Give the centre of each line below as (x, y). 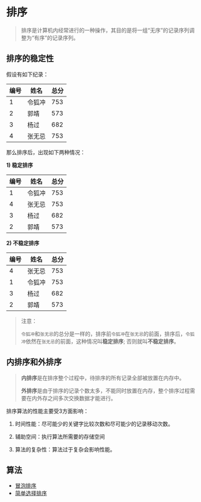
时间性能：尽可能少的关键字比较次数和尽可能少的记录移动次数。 (94, 424)
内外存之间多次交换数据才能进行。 (74, 398)
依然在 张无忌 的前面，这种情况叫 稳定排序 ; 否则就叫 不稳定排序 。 (102, 341)
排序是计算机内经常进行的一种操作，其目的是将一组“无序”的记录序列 (105, 30)
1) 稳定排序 (20, 165)
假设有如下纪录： (27, 74)
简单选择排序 (31, 493)
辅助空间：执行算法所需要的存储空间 (60, 436)
